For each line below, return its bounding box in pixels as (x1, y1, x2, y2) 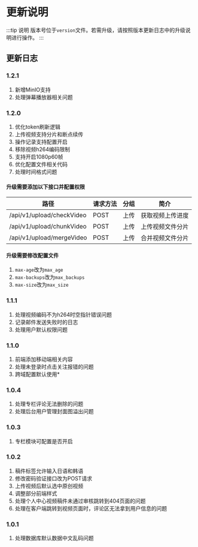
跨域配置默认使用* (14, 370, 60, 378)
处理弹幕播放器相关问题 (14, 94, 73, 101)
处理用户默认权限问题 (14, 326, 68, 333)
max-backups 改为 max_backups (14, 273, 85, 281)
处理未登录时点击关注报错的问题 (14, 363, 94, 370)
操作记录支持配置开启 (14, 138, 68, 145)
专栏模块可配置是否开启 (14, 437, 73, 444)
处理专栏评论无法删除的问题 (14, 400, 84, 408)
